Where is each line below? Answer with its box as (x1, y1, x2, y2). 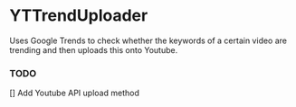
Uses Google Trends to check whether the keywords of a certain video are (9, 35, 288, 46)
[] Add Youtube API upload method (9, 87, 140, 99)
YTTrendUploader (9, 5, 148, 26)
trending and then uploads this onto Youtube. (9, 44, 178, 55)
